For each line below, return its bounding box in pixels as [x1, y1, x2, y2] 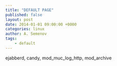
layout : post [5, 17, 33, 22]
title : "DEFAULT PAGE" [5, 7, 54, 13]
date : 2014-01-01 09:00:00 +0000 [5, 21, 77, 27]
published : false [5, 12, 43, 17]
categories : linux [5, 27, 45, 32]
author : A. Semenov [5, 31, 47, 36]
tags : [5, 36, 17, 41]
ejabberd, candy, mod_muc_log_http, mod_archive [5, 55, 112, 61]
